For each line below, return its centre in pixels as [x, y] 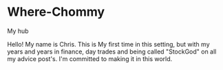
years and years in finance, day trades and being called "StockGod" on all [112, 51]
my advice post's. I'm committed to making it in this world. [90, 58]
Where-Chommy [56, 12]
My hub [18, 31]
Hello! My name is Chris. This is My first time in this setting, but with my [108, 44]
